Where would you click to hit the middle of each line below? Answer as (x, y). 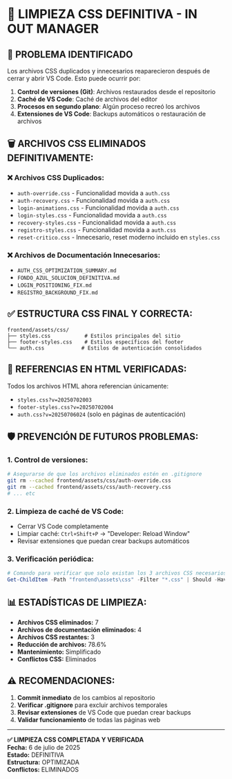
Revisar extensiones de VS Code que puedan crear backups (104, 712)
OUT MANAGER (53, 29)
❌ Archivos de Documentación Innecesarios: (84, 255)
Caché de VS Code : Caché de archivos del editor (87, 99)
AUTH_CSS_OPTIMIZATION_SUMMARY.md (67, 270)
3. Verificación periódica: (51, 559)
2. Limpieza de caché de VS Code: (66, 511)
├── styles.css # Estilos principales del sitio (94, 336)
